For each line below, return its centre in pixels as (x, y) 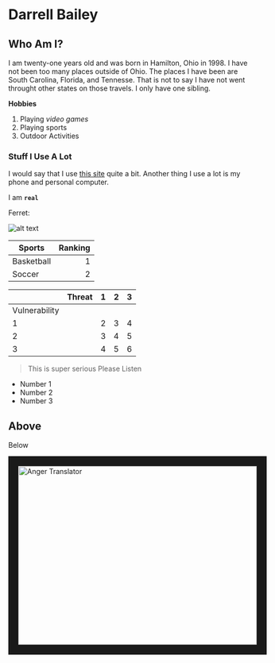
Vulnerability (36, 310)
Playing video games (54, 119)
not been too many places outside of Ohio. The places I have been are (123, 71)
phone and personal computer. (59, 182)
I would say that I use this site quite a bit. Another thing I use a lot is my (124, 174)
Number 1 (35, 384)
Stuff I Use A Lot (40, 156)
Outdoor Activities (49, 136)
